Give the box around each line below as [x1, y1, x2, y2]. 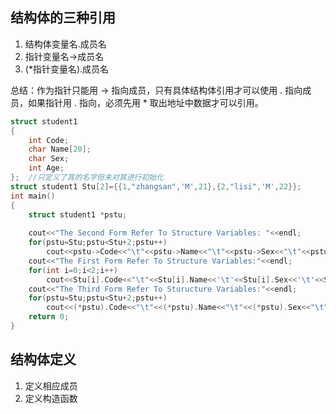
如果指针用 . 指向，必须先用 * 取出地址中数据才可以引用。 [27, 96, 264, 108]
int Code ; [28, 135, 70, 145]
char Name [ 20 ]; [28, 144, 92, 155]
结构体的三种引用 [10, 9, 116, 27]
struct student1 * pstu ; [28, 209, 128, 220]
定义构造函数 [24, 392, 78, 404]
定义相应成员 [24, 379, 78, 392]
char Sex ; [28, 154, 70, 164]
